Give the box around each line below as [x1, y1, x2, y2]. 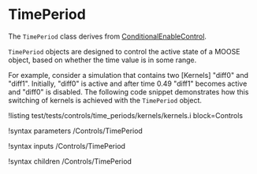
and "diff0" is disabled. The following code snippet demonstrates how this [8, 87, 249, 96]
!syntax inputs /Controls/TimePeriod [8, 141, 126, 150]
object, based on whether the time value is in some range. [8, 55, 197, 65]
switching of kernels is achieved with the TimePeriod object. [8, 95, 203, 105]
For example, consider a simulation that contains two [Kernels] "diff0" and [8, 70, 249, 80]
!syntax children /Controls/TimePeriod [8, 156, 132, 166]
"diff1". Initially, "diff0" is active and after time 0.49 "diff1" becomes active [8, 79, 248, 88]
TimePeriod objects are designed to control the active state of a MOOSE [8, 46, 240, 56]
